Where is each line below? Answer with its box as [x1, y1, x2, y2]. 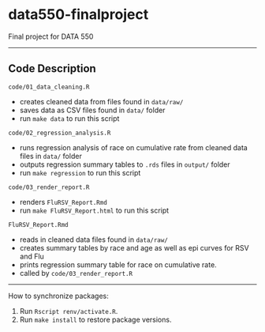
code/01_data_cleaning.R [8, 83, 90, 91]
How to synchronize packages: [8, 291, 109, 300]
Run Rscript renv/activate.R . [19, 306, 118, 315]
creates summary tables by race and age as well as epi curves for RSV [19, 243, 250, 252]
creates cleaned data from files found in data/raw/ [19, 96, 184, 106]
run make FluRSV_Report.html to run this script [19, 206, 170, 215]
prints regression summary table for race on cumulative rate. [19, 259, 217, 270]
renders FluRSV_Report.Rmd [19, 197, 108, 206]
